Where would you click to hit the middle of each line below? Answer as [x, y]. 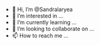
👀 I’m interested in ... [38, 16]
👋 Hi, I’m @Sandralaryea [42, 9]
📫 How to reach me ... [40, 36]
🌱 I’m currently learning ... [44, 22]
